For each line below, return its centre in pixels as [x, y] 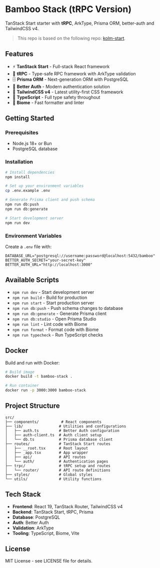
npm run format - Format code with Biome [55, 329]
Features [19, 54]
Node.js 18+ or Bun [32, 144]
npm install [17, 177]
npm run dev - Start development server [53, 292]
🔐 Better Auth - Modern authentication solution [61, 86]
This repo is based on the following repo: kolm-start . [71, 38]
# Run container [22, 386]
